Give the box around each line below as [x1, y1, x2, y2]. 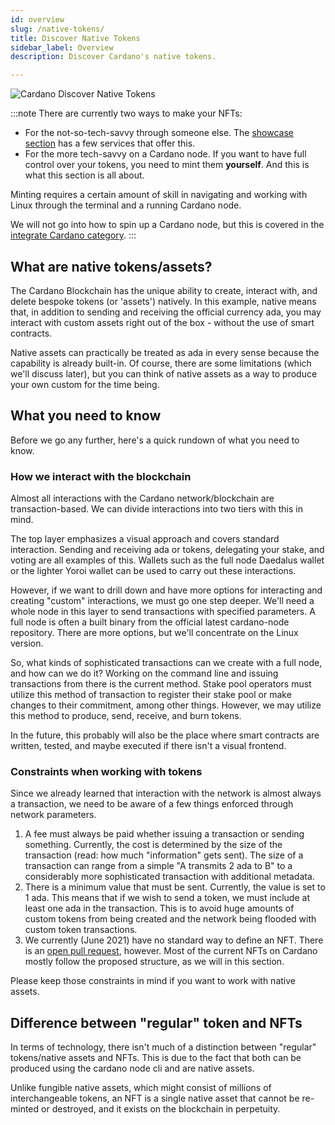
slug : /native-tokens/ [10, 24, 105, 34]
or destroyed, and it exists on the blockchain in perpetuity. [41, 1103, 281, 1115]
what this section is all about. [24, 169, 145, 181]
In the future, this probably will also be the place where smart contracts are [10, 729, 320, 741]
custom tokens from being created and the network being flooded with [24, 913, 317, 925]
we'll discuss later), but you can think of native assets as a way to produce [10, 367, 318, 380]
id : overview [10, 14, 65, 25]
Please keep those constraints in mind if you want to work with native [10, 975, 296, 987]
